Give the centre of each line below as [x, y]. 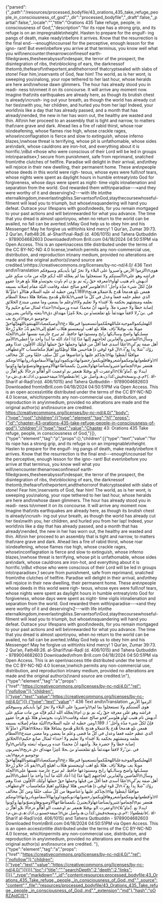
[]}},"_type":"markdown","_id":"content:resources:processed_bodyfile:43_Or [82, 875]
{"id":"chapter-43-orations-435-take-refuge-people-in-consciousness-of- [81, 423]
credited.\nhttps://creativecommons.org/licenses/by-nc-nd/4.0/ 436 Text [79, 265]
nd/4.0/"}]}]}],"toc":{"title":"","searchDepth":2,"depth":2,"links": [69, 870]
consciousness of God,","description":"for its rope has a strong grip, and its [81, 28]
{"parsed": [16, 7]
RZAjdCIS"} [17, 895]
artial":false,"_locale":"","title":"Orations [45, 22]
